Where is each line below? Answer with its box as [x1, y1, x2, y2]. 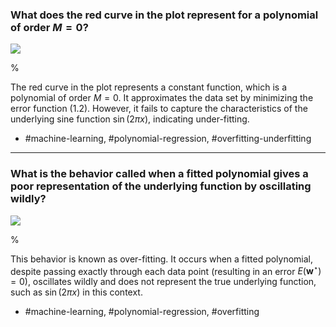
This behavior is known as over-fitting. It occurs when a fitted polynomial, [10, 253, 314, 265]
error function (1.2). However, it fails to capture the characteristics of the [10, 103, 308, 115]
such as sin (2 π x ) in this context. [10, 286, 143, 298]
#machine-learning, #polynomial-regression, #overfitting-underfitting [24, 133, 312, 145]
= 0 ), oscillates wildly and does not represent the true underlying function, [10, 276, 317, 288]
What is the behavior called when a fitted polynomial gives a [10, 167, 309, 181]
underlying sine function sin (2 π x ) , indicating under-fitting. [10, 113, 250, 125]
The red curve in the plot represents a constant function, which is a [10, 81, 287, 93]
